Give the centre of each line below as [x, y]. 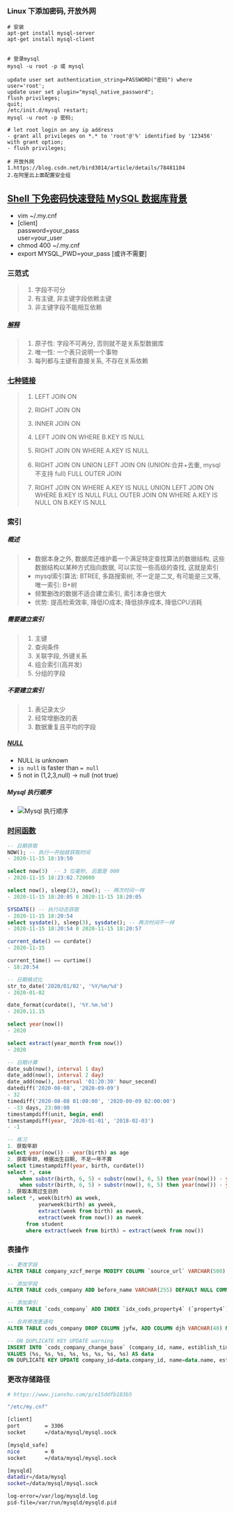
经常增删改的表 [56, 718]
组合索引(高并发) [58, 664]
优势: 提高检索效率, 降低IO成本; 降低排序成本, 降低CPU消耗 [118, 602]
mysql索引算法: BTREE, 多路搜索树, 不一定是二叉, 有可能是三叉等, [128, 576]
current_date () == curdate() [49, 942]
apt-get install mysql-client [51, 40]
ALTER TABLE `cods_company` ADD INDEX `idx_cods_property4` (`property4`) [118, 1309]
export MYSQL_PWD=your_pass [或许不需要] [82, 254]
